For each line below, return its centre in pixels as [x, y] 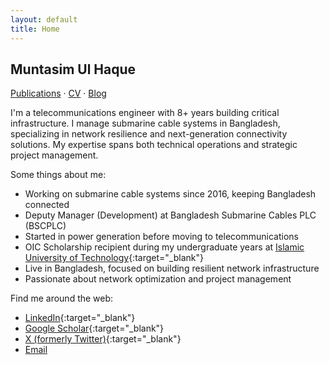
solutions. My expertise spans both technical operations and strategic [154, 145]
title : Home [35, 29]
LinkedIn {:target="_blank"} [80, 318]
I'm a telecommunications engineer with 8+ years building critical [145, 113]
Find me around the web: [62, 298]
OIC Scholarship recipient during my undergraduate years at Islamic [164, 247]
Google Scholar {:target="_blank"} [94, 328]
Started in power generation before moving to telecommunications [161, 237]
